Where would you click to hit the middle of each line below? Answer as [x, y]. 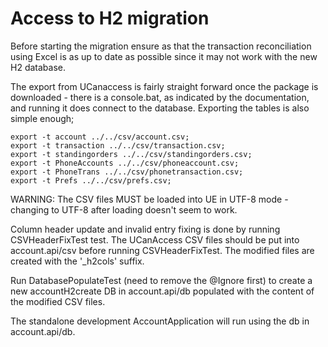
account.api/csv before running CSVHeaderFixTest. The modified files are [162, 250]
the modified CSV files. [58, 301]
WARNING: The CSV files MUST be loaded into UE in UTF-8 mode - [149, 199]
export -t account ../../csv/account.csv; [100, 137]
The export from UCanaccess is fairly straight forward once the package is [164, 86]
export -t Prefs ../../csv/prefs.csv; [91, 180]
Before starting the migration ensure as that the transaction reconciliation [161, 46]
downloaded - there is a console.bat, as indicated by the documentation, [160, 97]
